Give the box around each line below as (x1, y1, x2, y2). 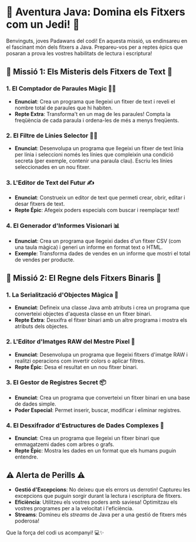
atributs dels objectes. (14, 323, 69, 330)
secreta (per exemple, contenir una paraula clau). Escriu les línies (14, 157, 173, 164)
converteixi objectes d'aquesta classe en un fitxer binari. (14, 310, 152, 317)
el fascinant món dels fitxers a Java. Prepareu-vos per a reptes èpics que (6, 44, 183, 51)
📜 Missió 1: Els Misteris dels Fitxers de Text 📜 (6, 67, 173, 77)
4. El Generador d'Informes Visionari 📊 (6, 222, 120, 230)
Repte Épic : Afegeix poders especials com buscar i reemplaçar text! (14, 207, 180, 214)
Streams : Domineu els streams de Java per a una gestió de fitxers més (14, 511, 187, 518)
